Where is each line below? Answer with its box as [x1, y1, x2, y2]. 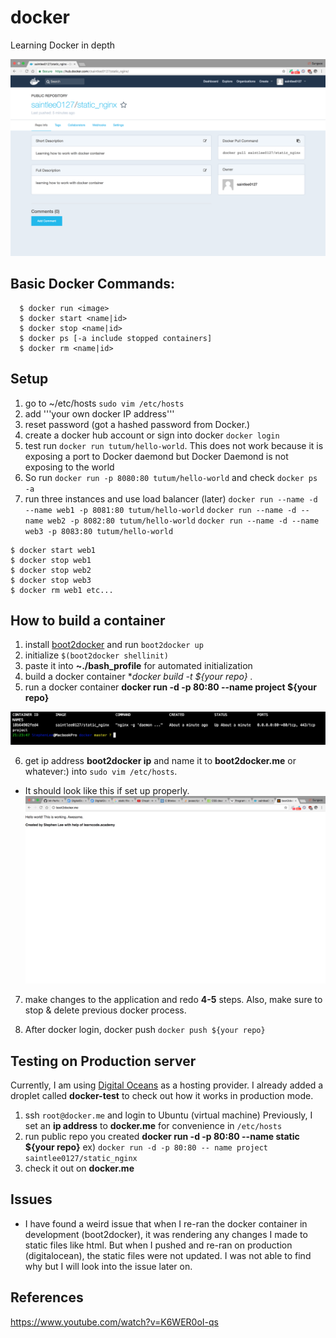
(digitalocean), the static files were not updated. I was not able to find [24, 1249, 312, 1261]
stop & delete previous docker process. [24, 1004, 187, 1016]
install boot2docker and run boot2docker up [24, 639, 204, 651]
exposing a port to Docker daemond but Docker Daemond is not [24, 450, 289, 462]
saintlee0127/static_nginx [24, 1153, 138, 1163]
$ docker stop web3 [10, 575, 92, 585]
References [10, 1289, 84, 1306]
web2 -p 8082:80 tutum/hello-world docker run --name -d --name [47, 516, 320, 526]
